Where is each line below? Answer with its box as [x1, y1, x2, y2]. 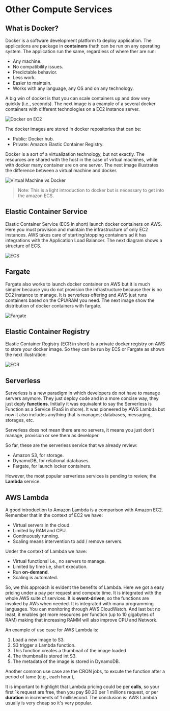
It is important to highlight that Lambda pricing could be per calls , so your [5, 683, 160, 690]
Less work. [12, 75, 36, 80]
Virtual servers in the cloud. [12, 522, 71, 528]
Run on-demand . [12, 569, 49, 575]
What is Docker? [5, 24, 59, 33]
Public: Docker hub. [12, 136, 54, 141]
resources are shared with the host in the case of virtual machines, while [5, 157, 158, 162]
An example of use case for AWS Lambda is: [5, 627, 99, 633]
